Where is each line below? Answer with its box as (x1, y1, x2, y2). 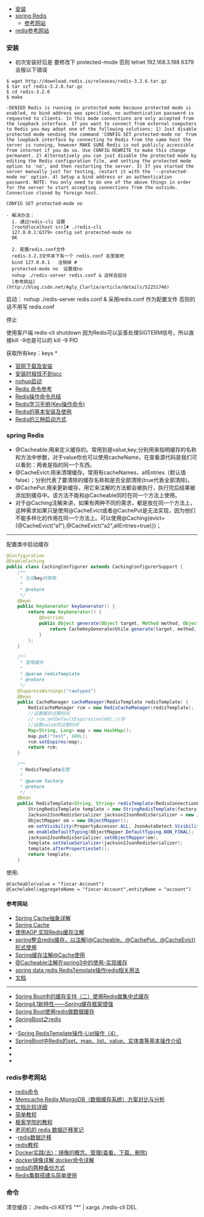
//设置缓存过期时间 (28, 711, 70, 717)
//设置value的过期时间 (28, 722, 79, 728)
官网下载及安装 (15, 362, 53, 370)
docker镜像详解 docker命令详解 (15, 1157, 95, 1164)
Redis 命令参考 (15, 385, 53, 393)
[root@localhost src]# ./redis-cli (12, 224, 102, 230)
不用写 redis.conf (11, 303, 55, 311)
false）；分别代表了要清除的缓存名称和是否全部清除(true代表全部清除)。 (15, 476, 193, 483)
